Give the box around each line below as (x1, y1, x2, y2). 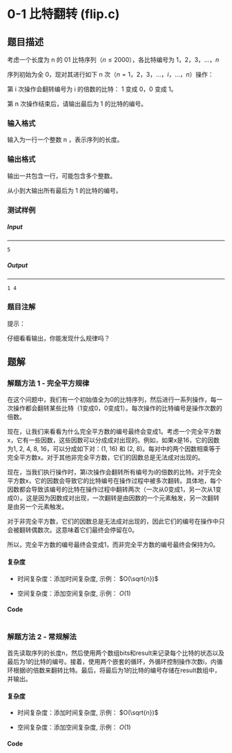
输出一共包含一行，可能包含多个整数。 (7, 171, 116, 180)
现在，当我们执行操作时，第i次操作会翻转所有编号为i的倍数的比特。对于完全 (7, 468, 222, 477)
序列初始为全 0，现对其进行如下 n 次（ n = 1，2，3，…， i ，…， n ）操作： (7, 70, 214, 78)
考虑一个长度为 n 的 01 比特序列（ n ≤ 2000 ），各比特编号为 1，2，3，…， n (7, 56, 220, 64)
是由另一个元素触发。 (7, 502, 68, 511)
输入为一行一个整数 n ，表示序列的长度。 (7, 135, 124, 144)
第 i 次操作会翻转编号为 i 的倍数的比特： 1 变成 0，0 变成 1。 (7, 85, 177, 93)
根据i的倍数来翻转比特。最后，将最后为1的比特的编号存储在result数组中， (12, 666, 221, 674)
